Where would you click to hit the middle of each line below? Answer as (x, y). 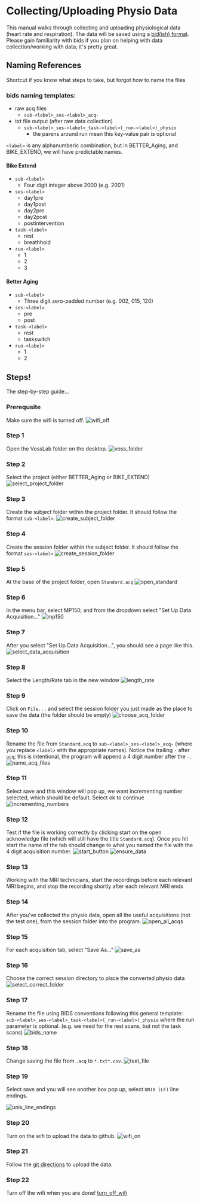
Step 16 (17, 965)
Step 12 (17, 819)
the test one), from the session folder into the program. (74, 921)
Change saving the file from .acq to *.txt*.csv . (64, 1061)
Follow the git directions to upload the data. (59, 1164)
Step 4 (16, 534)
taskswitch (37, 339)
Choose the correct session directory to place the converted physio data (96, 978)
